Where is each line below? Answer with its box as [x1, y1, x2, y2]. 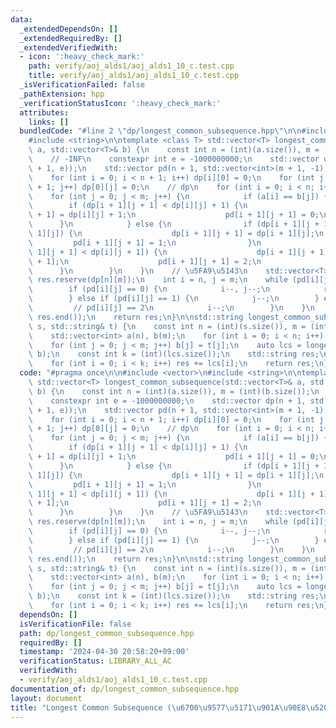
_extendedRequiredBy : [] [19, 33, 123, 43]
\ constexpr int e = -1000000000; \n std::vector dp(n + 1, [28, 396, 307, 406]
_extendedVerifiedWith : [19, 42, 118, 53]
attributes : [19, 107, 70, 118]
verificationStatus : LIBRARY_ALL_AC [19, 656, 172, 666]
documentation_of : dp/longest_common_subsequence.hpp [10, 684, 240, 694]
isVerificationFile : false [19, 619, 132, 629]
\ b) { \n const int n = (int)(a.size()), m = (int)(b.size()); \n [28, 386, 320, 396]
